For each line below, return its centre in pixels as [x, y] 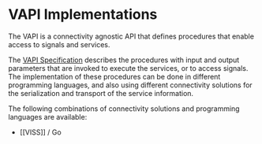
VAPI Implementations [83, 15]
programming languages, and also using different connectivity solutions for [130, 85]
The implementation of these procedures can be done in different [114, 76]
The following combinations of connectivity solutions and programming [124, 109]
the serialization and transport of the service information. [101, 93]
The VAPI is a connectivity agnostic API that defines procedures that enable [131, 36]
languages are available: [48, 116]
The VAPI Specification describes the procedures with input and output [124, 60]
